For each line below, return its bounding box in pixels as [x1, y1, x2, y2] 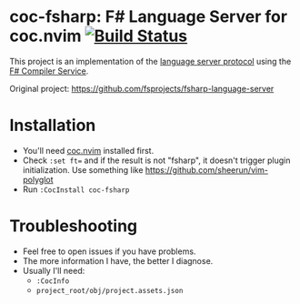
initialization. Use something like [22, 164, 144, 175]
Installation [9, 116, 96, 136]
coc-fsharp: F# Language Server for [9, 6, 288, 27]
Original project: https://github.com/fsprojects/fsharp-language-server [9, 83, 275, 94]
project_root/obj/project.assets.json [35, 286, 184, 295]
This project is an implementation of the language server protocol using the [9, 56, 292, 66]
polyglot [22, 174, 54, 185]
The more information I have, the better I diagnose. [22, 255, 214, 266]
